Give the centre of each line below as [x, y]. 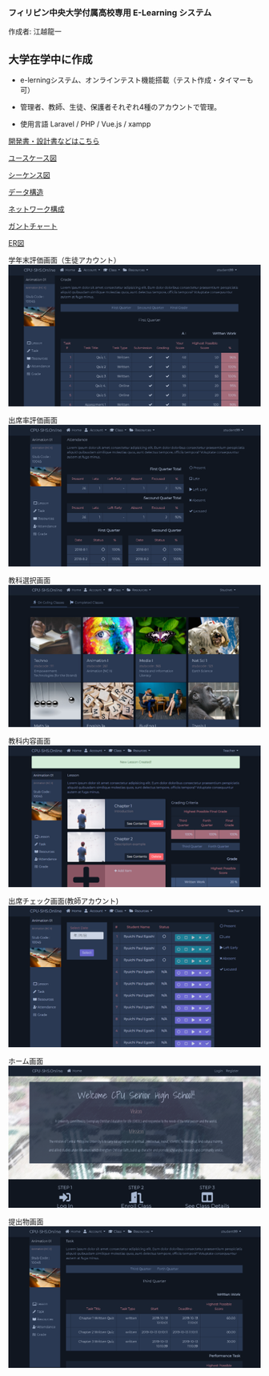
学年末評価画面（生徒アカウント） [64, 260]
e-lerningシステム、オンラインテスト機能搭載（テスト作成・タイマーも [137, 80]
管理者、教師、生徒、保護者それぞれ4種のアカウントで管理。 [120, 107]
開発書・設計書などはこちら [54, 141]
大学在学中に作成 [50, 59]
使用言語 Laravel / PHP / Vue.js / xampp [85, 124]
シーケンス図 [29, 175]
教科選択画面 [29, 580]
